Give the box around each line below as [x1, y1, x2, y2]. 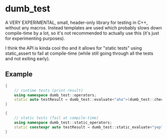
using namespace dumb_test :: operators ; [14, 93, 97, 98]
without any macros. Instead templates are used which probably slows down [5, 24, 162, 30]
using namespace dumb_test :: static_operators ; [14, 120, 112, 125]
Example [5, 70, 33, 79]
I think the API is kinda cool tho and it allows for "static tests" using [5, 45, 142, 51]
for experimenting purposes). [5, 35, 66, 41]
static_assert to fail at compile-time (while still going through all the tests [5, 50, 154, 56]
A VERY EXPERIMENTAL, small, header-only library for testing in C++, [5, 19, 148, 25]
